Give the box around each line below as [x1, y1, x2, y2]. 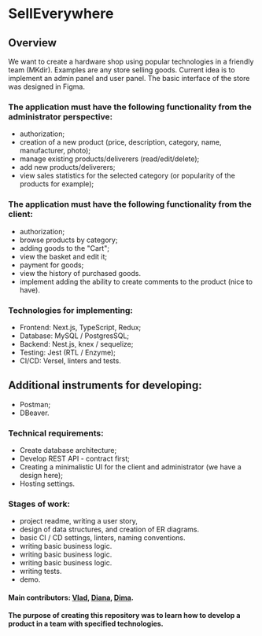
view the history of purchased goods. [19, 268, 142, 278]
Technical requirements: [8, 428, 104, 439]
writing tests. [19, 567, 62, 576]
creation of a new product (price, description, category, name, [19, 138, 222, 147]
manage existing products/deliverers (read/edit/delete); [19, 154, 200, 164]
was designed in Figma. [8, 82, 85, 91]
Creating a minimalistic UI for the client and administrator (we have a [19, 462, 242, 472]
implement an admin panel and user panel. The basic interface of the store [8, 74, 250, 83]
